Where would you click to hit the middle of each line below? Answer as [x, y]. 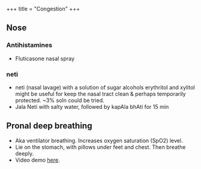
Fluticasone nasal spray [45, 58]
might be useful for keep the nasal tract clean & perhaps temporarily [101, 94]
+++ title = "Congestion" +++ [43, 9]
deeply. [25, 153]
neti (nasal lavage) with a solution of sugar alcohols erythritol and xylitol [105, 87]
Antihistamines [29, 45]
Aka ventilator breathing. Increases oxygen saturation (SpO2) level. [99, 140]
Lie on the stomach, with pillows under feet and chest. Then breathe [101, 147]
